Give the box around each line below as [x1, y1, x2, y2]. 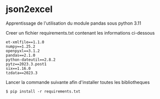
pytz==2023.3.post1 [6, 61, 47, 66]
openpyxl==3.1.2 [6, 48, 40, 53]
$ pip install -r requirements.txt [6, 89, 81, 94]
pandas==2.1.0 [6, 53, 36, 58]
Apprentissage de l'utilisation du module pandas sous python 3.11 [6, 20, 141, 26]
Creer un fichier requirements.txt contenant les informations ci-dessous [6, 30, 155, 36]
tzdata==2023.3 [6, 70, 38, 75]
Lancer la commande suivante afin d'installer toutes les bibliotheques [6, 79, 150, 85]
